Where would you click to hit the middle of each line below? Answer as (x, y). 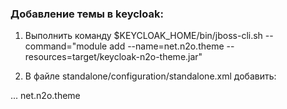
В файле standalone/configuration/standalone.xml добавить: (150, 76)
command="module (66, 46)
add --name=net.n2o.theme (167, 46)
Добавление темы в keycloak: (87, 14)
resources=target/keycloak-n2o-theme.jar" (113, 57)
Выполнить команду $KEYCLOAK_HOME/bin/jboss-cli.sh (143, 36)
